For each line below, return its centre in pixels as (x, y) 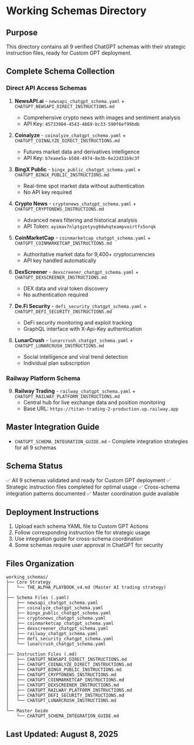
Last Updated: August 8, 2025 (62, 734)
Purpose (22, 33)
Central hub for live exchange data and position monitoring (94, 402)
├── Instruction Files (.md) (42, 654)
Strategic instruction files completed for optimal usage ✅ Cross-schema (93, 487)
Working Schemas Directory (76, 11)
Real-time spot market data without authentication (84, 186)
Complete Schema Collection (60, 71)
